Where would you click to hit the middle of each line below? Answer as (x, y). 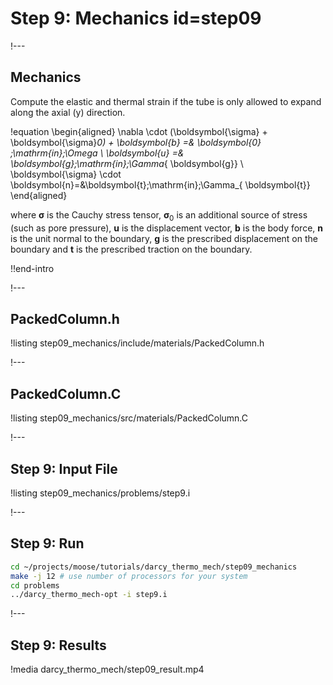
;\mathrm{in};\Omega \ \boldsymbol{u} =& (97, 153)
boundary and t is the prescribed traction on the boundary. (131, 249)
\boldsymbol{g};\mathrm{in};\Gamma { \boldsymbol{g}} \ (127, 163)
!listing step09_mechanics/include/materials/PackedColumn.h (137, 343)
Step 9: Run (47, 543)
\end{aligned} (39, 195)
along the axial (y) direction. (68, 112)
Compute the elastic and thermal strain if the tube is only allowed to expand (166, 101)
